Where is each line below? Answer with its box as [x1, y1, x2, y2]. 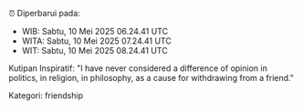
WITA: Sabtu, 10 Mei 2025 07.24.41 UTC [21, 35, 172, 46]
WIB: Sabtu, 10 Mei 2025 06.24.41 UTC [21, 26, 169, 36]
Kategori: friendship [8, 90, 84, 101]
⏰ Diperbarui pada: [8, 8, 81, 18]
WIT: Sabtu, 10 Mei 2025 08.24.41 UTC [21, 45, 168, 55]
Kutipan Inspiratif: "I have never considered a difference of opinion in [8, 63, 268, 74]
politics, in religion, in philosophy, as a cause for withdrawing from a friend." [8, 73, 294, 83]
